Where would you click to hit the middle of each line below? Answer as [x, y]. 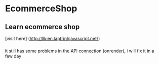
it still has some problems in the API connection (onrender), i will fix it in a [80, 51]
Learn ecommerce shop [42, 27]
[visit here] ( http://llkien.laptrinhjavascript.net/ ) [53, 38]
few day [13, 56]
